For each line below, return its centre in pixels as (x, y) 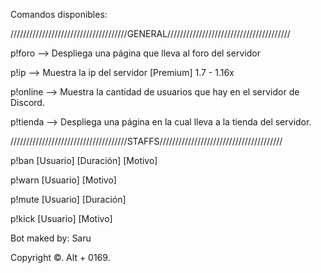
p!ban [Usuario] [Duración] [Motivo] (84, 160)
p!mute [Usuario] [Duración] (68, 199)
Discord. (27, 102)
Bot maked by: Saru (51, 238)
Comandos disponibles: (59, 14)
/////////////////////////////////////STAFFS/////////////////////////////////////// (146, 141)
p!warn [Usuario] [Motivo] (63, 180)
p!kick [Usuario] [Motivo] (61, 218)
